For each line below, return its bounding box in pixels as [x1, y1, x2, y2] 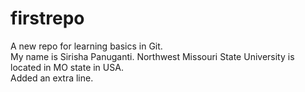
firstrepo [10, 7, 85, 30]
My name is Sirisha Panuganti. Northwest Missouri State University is [10, 50, 295, 62]
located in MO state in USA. [10, 61, 124, 73]
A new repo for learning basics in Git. [10, 40, 163, 52]
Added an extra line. [10, 72, 94, 84]
